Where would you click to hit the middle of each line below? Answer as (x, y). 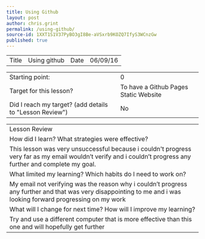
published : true (27, 40)
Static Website (141, 94)
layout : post (23, 18)
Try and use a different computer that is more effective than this (101, 219)
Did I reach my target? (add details (59, 105)
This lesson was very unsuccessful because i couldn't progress (100, 149)
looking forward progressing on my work (68, 199)
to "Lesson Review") (39, 112)
